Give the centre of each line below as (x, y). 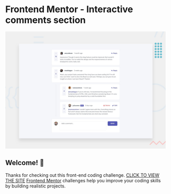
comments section (46, 20)
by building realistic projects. (36, 186)
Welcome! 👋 (25, 163)
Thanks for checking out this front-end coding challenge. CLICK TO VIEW (82, 175)
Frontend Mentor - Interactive (69, 9)
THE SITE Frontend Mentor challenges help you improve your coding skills (83, 180)
